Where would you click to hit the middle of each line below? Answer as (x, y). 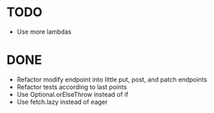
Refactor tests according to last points (72, 87)
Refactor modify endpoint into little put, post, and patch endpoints (112, 79)
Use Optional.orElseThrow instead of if (73, 94)
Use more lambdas (44, 32)
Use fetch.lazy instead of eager (62, 102)
